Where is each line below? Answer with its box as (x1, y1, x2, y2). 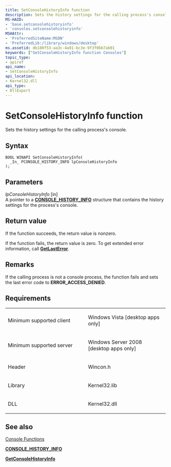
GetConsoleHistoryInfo (5, 456, 55, 462)
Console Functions (5, 436, 45, 442)
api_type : (5, 83, 26, 88)
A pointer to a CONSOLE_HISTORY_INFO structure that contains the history (5, 197, 164, 203)
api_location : (5, 74, 36, 79)
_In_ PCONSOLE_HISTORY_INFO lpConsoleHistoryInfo (10, 159, 117, 164)
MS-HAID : (5, 17, 24, 22)
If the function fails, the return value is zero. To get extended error (5, 240, 144, 246)
